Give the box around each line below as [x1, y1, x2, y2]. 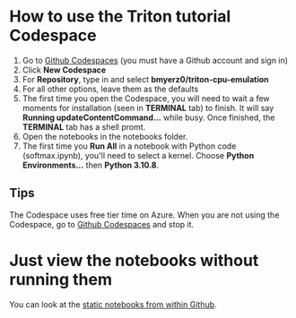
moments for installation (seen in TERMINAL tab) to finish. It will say [22, 102, 274, 113]
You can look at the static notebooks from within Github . [9, 298, 217, 310]
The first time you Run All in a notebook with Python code [22, 141, 237, 151]
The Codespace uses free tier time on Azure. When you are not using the [9, 209, 280, 220]
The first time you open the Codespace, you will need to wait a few [22, 92, 271, 104]
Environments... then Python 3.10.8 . [22, 159, 160, 170]
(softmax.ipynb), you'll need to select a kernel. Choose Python [22, 150, 255, 160]
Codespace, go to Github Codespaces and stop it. [9, 219, 195, 229]
